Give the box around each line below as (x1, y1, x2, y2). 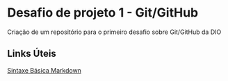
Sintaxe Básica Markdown (7, 66, 82, 74)
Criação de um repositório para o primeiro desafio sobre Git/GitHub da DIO (7, 28, 222, 36)
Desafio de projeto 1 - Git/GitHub (7, 5, 199, 21)
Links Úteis (7, 48, 57, 60)
